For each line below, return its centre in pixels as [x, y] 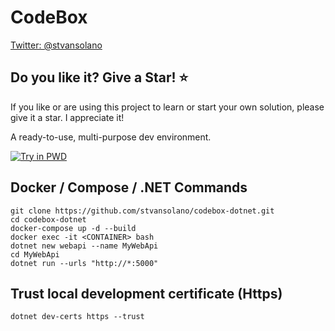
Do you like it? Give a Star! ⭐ [99, 77]
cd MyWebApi [35, 254]
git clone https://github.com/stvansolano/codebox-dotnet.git [142, 211]
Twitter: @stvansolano [56, 45]
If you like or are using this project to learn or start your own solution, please [167, 107]
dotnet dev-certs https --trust [77, 317]
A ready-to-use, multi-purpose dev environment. [111, 137]
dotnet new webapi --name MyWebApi [84, 246]
